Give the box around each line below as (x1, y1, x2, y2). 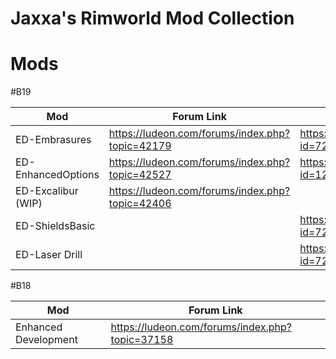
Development (15, 333, 78, 347)
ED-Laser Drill (15, 248, 83, 262)
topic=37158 (110, 333, 174, 347)
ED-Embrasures (15, 133, 92, 147)
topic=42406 (108, 197, 172, 211)
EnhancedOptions (15, 168, 100, 182)
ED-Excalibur (15, 184, 79, 198)
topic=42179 (108, 139, 172, 153)
